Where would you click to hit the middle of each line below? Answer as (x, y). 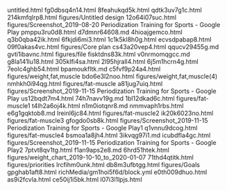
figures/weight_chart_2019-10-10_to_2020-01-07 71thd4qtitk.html (101, 157)
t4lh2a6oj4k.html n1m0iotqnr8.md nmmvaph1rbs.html (108, 106)
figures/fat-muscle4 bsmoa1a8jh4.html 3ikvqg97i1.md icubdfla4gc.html (109, 135)
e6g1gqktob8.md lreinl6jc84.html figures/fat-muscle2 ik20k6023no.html (110, 113)
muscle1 (19, 106)
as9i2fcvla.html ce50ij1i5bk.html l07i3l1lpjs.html (75, 179)
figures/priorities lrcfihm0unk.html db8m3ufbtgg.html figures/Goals (103, 165)
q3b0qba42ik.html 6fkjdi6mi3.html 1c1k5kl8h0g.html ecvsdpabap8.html (109, 40)
